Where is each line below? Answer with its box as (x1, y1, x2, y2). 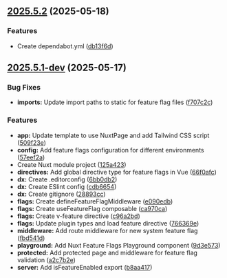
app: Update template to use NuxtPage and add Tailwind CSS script (17, 131, 210, 139)
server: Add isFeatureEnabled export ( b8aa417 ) (17, 263, 153, 271)
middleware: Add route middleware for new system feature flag (17, 226, 198, 235)
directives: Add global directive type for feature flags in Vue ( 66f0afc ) (17, 168, 217, 176)
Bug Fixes (7, 83, 41, 92)
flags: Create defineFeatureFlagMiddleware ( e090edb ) (17, 197, 173, 206)
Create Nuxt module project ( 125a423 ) (17, 160, 127, 168)
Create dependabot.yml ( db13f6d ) (17, 41, 113, 50)
